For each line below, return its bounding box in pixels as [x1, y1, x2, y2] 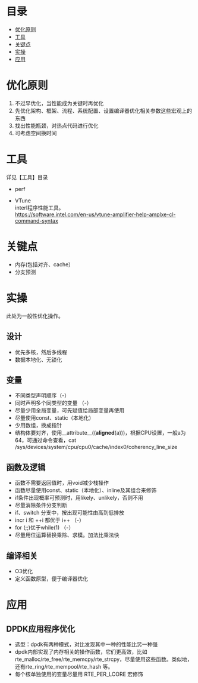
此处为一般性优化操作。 [6, 312, 64, 319]
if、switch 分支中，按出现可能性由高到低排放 [14, 509, 125, 516]
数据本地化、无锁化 [14, 356, 62, 363]
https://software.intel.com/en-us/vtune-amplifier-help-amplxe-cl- [14, 211, 176, 218]
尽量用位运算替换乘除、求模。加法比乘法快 [14, 531, 120, 539]
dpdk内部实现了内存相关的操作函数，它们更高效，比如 [14, 648, 147, 655]
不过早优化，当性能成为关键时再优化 [14, 99, 104, 107]
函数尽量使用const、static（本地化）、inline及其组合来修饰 [14, 487, 157, 494]
